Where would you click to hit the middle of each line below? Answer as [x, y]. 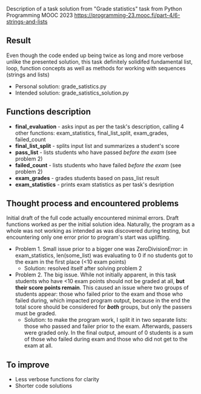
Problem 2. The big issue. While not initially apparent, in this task [96, 275]
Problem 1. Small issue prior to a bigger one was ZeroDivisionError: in [101, 249]
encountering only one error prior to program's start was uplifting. [88, 237]
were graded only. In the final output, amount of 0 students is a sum [109, 333]
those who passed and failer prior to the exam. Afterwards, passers [108, 326]
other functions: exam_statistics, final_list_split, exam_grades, [91, 133]
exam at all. [38, 346]
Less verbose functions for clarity [57, 379]
